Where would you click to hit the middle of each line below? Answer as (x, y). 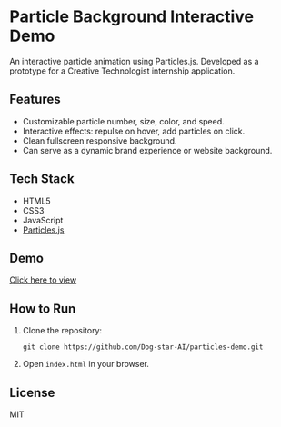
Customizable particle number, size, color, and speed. (123, 121)
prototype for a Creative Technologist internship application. (122, 71)
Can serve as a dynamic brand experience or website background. (147, 150)
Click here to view (43, 280)
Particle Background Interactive (132, 17)
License (32, 392)
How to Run (43, 308)
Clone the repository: (62, 331)
